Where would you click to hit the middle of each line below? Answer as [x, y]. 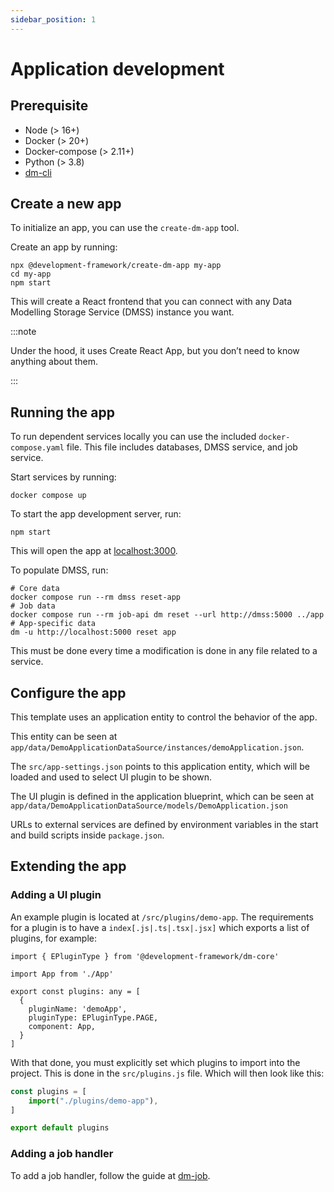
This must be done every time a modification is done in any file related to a [164, 651]
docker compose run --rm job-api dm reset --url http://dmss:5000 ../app [167, 615]
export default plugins [60, 1128]
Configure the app [68, 692]
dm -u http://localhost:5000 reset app [93, 632]
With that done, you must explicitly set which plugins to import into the [155, 1062]
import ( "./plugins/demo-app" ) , [93, 1101]
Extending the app [68, 866]
